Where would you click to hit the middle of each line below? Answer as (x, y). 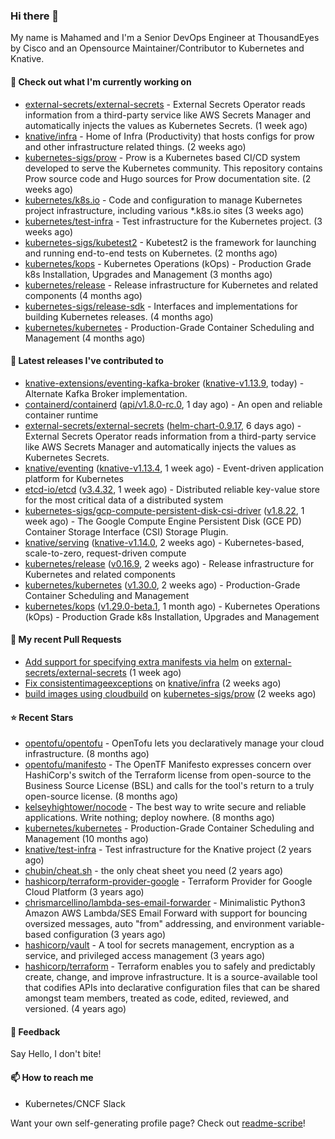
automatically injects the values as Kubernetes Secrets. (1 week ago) (166, 125)
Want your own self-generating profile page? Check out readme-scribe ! (158, 1123)
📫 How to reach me (52, 1077)
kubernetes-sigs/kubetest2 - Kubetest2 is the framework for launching (170, 242)
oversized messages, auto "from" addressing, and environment (155, 924)
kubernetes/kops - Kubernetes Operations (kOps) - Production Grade (168, 263)
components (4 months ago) (83, 295)
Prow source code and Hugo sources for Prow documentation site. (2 (168, 178)
